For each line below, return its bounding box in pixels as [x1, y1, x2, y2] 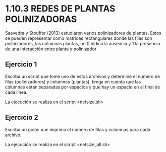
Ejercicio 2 [5, 113, 39, 122]
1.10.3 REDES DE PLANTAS [5, 3, 115, 14]
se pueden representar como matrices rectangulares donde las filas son [5, 35, 153, 41]
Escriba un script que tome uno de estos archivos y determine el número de [5, 73, 160, 79]
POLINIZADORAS [5, 13, 77, 25]
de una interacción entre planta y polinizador [5, 46, 97, 52]
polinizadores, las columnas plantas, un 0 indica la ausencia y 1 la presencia [5, 40, 160, 46]
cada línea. [5, 89, 28, 95]
